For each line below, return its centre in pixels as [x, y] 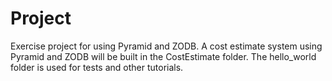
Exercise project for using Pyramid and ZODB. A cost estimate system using [166, 46]
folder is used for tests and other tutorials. [97, 67]
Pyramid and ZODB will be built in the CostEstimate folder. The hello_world [163, 56]
